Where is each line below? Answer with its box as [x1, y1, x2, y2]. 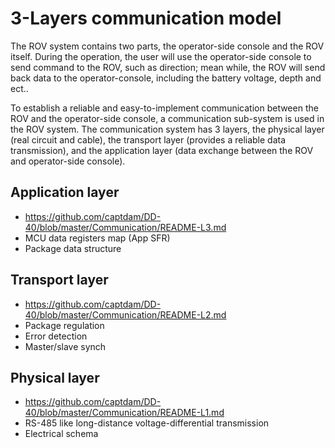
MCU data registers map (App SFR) [24, 232, 171, 244]
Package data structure [24, 242, 122, 254]
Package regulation [24, 319, 105, 331]
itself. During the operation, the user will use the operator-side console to [10, 50, 312, 62]
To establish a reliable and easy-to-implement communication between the [10, 102, 319, 114]
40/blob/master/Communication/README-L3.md [24, 221, 227, 233]
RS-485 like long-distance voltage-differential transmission [24, 417, 270, 429]
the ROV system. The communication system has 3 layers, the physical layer [10, 123, 325, 135]
